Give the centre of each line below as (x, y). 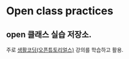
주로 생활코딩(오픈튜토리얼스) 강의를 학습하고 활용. (65, 50)
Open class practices (60, 11)
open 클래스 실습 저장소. (49, 34)
